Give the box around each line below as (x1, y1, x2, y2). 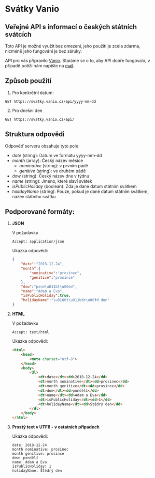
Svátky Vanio (5, 3, 59, 15)
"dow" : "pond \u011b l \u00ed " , (21, 284, 77, 289)
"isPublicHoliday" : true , (21, 293, 71, 298)
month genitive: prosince (12, 451, 64, 456)
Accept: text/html (12, 330, 49, 335)
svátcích (5, 30, 32, 38)
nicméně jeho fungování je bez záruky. (5, 48, 82, 54)
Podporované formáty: (5, 207, 75, 216)
